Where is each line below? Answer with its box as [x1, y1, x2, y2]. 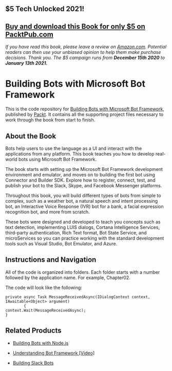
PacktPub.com [5, 30, 54, 38]
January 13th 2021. [5, 60, 48, 66]
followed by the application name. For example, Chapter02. [5, 275, 131, 281]
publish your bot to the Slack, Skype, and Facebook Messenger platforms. [5, 182, 162, 188]
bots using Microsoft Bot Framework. [18, 156, 97, 162]
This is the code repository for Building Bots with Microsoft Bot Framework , [5, 106, 164, 112]
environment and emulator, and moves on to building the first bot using [5, 171, 156, 178]
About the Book [5, 131, 56, 141]
